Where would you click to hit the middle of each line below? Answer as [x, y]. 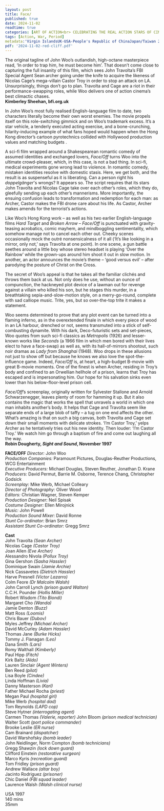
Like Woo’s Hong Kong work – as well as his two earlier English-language [79, 218]
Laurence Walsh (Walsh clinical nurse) [43, 784]
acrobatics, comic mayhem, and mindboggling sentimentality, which [90, 228]
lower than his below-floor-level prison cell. [49, 382]
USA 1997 [15, 794]
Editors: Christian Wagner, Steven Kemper [47, 494]
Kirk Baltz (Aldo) [21, 660]
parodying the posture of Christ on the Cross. [51, 265]
